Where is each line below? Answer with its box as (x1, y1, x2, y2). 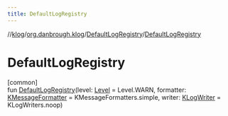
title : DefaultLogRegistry (7, 10, 87, 18)
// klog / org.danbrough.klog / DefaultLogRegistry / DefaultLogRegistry (7, 30, 201, 38)
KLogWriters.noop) (7, 100, 63, 109)
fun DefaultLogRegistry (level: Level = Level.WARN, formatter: (7, 86, 187, 94)
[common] (7, 78, 38, 86)
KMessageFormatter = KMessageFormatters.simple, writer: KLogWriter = (7, 93, 222, 101)
